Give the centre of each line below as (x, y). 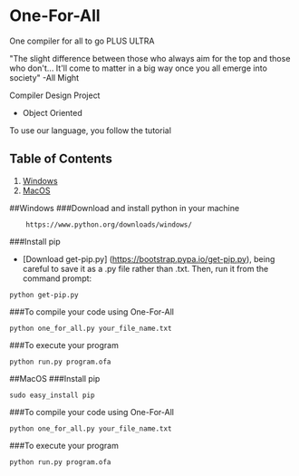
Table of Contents (61, 159)
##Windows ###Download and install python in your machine (125, 208)
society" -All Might (44, 77)
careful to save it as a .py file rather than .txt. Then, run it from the (145, 268)
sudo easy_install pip (52, 395)
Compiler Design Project (55, 95)
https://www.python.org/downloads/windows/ (109, 224)
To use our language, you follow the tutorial (91, 130)
